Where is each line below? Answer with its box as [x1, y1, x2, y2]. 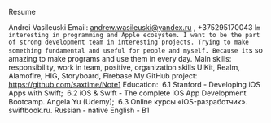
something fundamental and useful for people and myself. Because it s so [8, 45, 263, 55]
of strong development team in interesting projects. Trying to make [8, 38, 250, 46]
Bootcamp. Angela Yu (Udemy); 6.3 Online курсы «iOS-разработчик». [8, 97, 248, 106]
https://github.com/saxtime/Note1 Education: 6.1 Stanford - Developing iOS [8, 80, 260, 89]
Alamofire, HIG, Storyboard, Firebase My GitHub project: [8, 71, 198, 80]
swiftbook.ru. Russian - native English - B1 [8, 105, 150, 115]
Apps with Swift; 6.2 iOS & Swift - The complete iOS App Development [8, 88, 247, 98]
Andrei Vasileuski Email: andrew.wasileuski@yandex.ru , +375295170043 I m [8, 23, 260, 32]
